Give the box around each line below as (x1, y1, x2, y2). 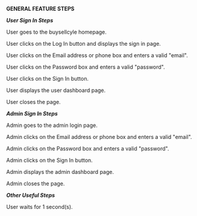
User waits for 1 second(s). (6, 203, 73, 210)
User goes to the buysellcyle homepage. (6, 28, 107, 35)
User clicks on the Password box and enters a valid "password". (6, 63, 166, 70)
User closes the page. (6, 99, 61, 105)
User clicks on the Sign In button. (6, 75, 89, 82)
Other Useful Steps (6, 192, 55, 199)
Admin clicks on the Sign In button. (6, 156, 93, 164)
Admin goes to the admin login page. (6, 122, 98, 129)
